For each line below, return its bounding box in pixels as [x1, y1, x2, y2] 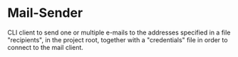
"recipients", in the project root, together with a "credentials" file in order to [7, 35, 228, 44]
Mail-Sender [7, 5, 83, 21]
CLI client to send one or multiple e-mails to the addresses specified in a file [7, 28, 231, 37]
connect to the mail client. [7, 43, 84, 51]
